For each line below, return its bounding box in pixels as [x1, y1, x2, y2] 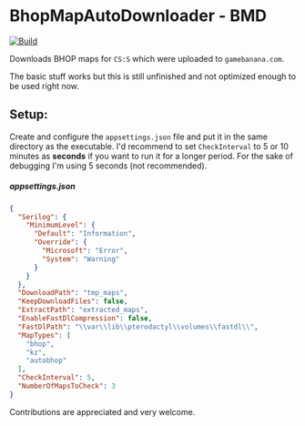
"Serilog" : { [17, 212, 67, 221]
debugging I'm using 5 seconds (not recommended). [9, 160, 208, 171]
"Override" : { [33, 238, 88, 247]
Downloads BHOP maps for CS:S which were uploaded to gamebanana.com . [9, 53, 285, 64]
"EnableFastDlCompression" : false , [17, 314, 153, 323]
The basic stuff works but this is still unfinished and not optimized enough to [9, 70, 297, 82]
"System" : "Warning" [42, 254, 120, 264]
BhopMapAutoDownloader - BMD [9, 5, 267, 26]
